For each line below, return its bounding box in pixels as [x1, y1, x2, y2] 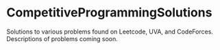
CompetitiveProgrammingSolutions [6, 5, 212, 21]
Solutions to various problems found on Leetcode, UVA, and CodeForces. [6, 27, 214, 36]
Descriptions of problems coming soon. [6, 34, 118, 42]
